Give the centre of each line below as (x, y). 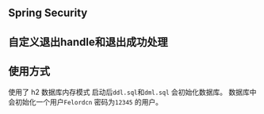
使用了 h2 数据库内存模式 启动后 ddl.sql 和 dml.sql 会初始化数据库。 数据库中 (132, 92)
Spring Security (48, 13)
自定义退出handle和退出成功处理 (88, 42)
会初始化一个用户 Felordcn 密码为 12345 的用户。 (85, 101)
